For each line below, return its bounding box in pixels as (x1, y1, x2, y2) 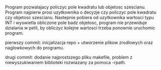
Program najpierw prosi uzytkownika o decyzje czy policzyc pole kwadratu (5, 9, 157, 15)
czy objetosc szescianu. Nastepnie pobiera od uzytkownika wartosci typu (5, 15, 154, 20)
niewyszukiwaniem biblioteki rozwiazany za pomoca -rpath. (5, 60, 126, 65)
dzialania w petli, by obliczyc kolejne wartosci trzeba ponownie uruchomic (5, 25, 156, 31)
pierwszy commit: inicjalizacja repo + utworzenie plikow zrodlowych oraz (5, 40, 153, 46)
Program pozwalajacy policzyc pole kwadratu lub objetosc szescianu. (5, 4, 146, 10)
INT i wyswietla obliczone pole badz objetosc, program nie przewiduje (5, 20, 147, 25)
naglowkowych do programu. (5, 45, 64, 50)
